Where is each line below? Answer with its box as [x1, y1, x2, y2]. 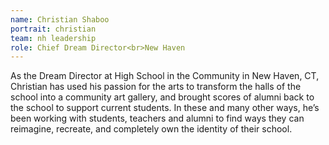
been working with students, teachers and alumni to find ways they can [10, 112, 305, 125]
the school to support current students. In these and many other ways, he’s [10, 102, 320, 114]
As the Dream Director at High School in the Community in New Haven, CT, [10, 70, 320, 82]
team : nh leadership [10, 33, 97, 43]
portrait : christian [10, 24, 97, 34]
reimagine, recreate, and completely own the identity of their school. [10, 123, 293, 135]
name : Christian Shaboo [10, 14, 110, 25]
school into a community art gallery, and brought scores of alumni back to [10, 91, 315, 103]
